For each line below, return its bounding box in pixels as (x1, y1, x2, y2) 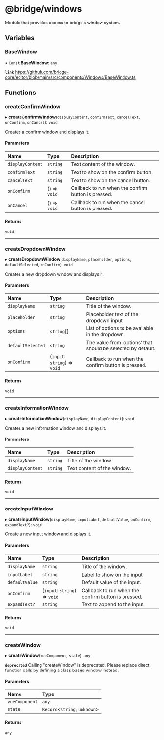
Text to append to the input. (82, 601, 145, 608)
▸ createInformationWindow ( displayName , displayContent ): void (5, 416, 135, 421)
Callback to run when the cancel (71, 199, 145, 206)
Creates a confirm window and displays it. (5, 129, 90, 135)
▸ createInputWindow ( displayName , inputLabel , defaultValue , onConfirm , (5, 516, 152, 522)
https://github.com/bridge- (15, 69, 69, 75)
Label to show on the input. (82, 571, 144, 578)
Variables (5, 34, 35, 42)
